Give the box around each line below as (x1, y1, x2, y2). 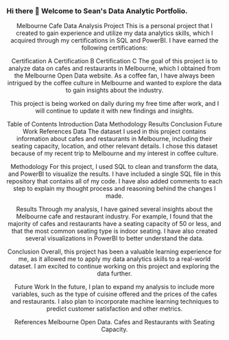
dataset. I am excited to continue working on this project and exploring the (9, 262, 220, 271)
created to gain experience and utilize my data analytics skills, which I (16, 29, 213, 37)
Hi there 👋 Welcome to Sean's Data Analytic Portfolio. (6, 6, 188, 16)
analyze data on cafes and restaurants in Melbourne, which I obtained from (8, 65, 221, 73)
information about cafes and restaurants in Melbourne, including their (16, 135, 213, 143)
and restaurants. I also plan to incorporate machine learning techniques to (10, 297, 219, 306)
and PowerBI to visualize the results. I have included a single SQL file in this (8, 170, 221, 178)
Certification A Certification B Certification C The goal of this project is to (11, 57, 218, 65)
